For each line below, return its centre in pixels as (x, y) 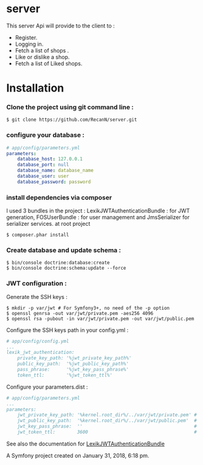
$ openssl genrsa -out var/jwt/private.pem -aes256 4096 (80, 313)
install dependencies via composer (59, 197)
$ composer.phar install (38, 235)
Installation (35, 88)
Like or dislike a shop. (42, 57)
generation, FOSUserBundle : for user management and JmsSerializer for (98, 217)
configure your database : (46, 135)
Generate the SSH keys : (37, 297)
